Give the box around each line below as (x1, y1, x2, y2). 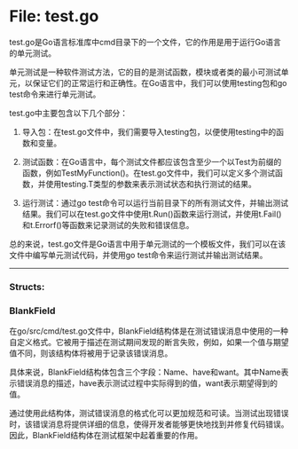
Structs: (9, 280, 45, 293)
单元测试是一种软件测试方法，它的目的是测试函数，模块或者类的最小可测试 (9, 67, 281, 77)
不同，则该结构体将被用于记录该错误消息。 (16, 348, 173, 358)
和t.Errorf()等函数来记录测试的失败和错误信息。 (21, 219, 194, 230)
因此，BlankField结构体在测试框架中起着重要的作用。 (9, 430, 203, 441)
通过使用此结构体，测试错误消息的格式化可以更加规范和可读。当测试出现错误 (9, 408, 289, 419)
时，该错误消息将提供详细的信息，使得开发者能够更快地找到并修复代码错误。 (9, 419, 289, 429)
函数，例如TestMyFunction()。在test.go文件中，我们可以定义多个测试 (21, 167, 276, 178)
